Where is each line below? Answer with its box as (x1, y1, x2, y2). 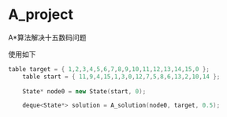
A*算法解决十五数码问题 (8, 32, 87, 42)
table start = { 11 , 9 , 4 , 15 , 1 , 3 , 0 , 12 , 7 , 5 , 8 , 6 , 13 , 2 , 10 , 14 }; (22, 73, 221, 81)
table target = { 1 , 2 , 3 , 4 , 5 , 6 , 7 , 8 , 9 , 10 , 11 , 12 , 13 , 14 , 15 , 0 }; (8, 65, 210, 73)
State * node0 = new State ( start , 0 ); (22, 87, 147, 96)
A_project (8, 6, 73, 24)
